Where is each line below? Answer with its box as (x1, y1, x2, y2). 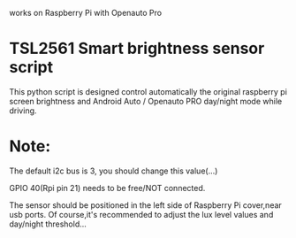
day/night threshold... (9, 219, 87, 229)
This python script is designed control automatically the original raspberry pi (9, 86, 287, 96)
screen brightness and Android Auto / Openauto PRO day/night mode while (9, 96, 283, 106)
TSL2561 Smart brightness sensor (9, 39, 265, 58)
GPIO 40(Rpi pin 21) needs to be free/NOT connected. (9, 182, 206, 193)
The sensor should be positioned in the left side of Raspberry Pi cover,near (9, 199, 283, 211)
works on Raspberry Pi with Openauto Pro (9, 8, 162, 18)
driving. (9, 105, 37, 116)
